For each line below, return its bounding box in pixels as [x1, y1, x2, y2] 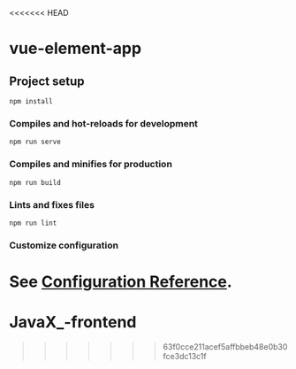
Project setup [9, 73, 86, 88]
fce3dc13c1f [163, 350, 207, 361]
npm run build [9, 178, 62, 187]
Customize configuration [9, 239, 119, 251]
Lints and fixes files [9, 198, 95, 211]
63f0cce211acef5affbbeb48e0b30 [163, 341, 288, 352]
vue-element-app [9, 39, 142, 58]
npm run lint [9, 219, 57, 227]
